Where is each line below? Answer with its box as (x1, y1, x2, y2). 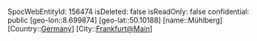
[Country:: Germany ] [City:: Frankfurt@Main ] (7, 24, 153, 33)
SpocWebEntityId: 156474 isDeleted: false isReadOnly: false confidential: (7, 7, 250, 16)
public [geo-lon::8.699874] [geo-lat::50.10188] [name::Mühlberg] (7, 15, 223, 25)
